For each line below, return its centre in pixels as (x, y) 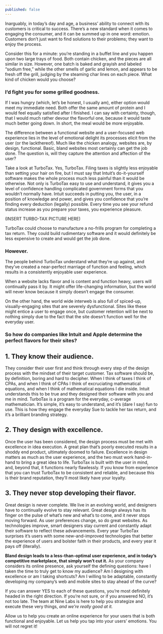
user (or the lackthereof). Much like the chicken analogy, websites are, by (78, 143)
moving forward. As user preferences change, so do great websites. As (76, 520)
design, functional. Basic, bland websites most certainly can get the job (76, 148)
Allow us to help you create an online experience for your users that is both (80, 616)
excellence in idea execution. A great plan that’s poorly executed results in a (81, 447)
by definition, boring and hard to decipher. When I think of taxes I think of (78, 378)
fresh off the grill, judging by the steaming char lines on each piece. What (78, 74)
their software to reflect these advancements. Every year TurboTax (72, 530)
